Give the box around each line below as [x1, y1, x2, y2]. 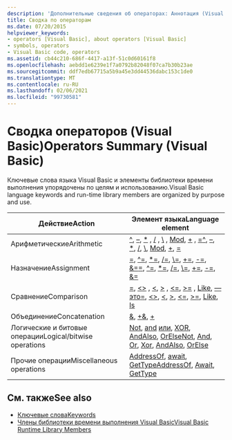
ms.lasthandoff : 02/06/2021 [7, 87, 88, 94]
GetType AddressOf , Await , [128, 360, 215, 369]
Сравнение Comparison [10, 291, 88, 301]
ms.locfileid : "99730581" [7, 94, 81, 101]
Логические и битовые [10, 322, 88, 332]
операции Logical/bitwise [10, 331, 93, 341]
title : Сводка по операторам [7, 17, 91, 24]
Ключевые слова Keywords [17, 410, 96, 419]
